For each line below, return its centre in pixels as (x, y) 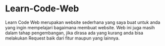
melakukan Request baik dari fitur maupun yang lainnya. (62, 38)
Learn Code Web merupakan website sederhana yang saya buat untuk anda (83, 22)
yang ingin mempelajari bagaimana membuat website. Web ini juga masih (80, 27)
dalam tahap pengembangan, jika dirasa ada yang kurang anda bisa (74, 33)
